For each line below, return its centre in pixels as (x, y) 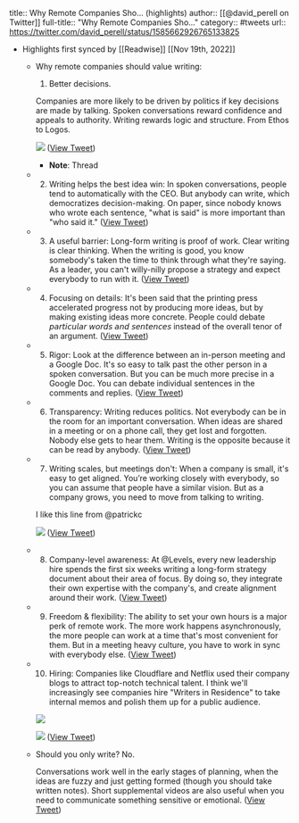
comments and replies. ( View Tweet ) (116, 393)
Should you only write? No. (85, 754)
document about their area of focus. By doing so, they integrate (166, 578)
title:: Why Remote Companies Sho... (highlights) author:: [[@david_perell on (149, 13)
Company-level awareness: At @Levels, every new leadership (162, 560)
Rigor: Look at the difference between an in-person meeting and (167, 355)
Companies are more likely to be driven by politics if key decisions (157, 101)
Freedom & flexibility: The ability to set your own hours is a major (168, 616)
